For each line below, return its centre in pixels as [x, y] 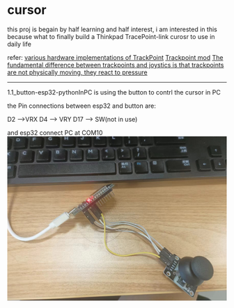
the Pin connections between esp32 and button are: [82, 106]
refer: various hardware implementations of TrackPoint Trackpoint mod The [115, 57]
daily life [19, 44]
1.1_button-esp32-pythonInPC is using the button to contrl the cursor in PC [114, 92]
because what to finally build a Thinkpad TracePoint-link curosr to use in [111, 36]
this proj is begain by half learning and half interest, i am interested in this [112, 29]
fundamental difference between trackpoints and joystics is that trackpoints [116, 65]
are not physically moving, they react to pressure [77, 72]
